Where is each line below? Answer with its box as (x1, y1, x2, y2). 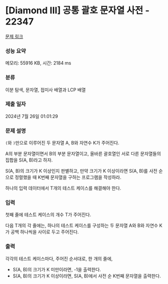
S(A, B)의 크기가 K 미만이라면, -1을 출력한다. (12, 266, 101, 272)
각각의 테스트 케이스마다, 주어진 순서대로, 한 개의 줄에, (5, 255, 113, 262)
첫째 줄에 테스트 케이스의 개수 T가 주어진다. (5, 211, 91, 218)
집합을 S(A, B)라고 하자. (5, 157, 53, 163)
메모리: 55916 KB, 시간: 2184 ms (5, 60, 71, 66)
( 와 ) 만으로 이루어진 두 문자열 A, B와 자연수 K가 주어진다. (5, 140, 119, 146)
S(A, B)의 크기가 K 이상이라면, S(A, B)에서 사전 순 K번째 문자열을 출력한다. (12, 273, 161, 279)
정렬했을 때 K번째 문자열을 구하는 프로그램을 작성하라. (14, 174, 122, 180)
